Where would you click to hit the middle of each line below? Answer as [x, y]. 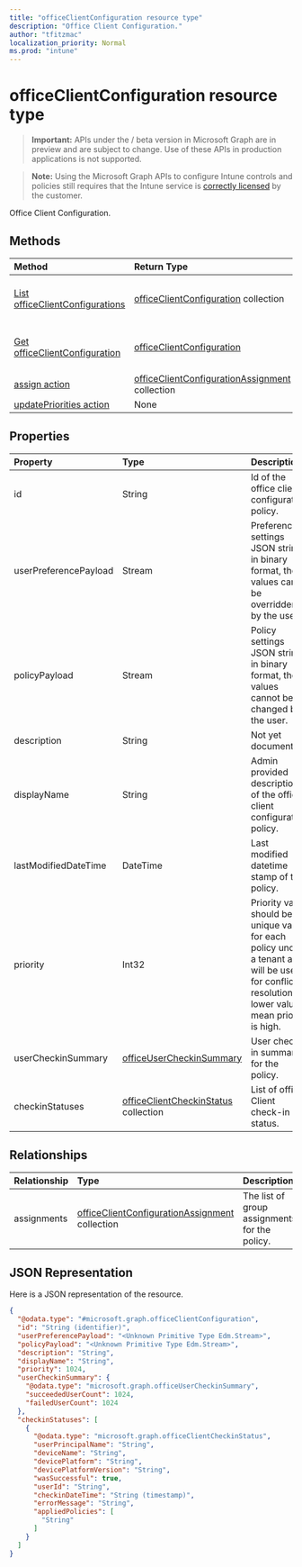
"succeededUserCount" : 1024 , [80, 1395]
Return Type [161, 267]
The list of [264, 1196]
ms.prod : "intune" [44, 51]
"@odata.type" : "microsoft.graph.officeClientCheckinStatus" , [152, 1436]
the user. [269, 720]
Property [33, 462]
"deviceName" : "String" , [80, 1454]
